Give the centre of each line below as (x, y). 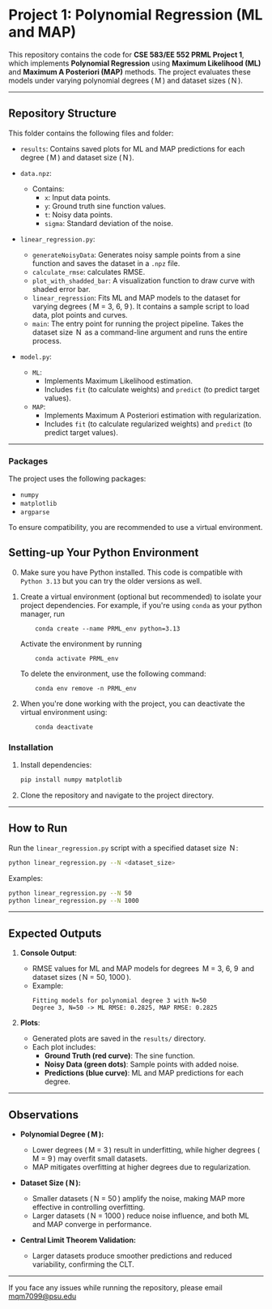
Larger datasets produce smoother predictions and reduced (132, 1256)
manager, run (42, 614)
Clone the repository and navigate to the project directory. (117, 795)
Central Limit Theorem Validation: (78, 1240)
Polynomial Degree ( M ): (62, 1134)
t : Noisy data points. (79, 214)
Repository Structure (63, 114)
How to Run (38, 828)
